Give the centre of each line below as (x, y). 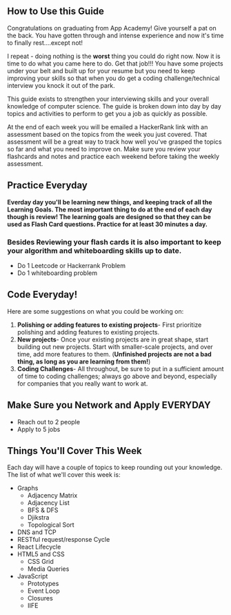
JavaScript (32, 576)
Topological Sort (51, 525)
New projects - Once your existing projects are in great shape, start (113, 339)
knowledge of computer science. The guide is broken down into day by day (114, 106)
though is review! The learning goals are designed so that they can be (109, 216)
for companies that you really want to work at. (82, 384)
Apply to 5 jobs (39, 429)
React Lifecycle (39, 547)
